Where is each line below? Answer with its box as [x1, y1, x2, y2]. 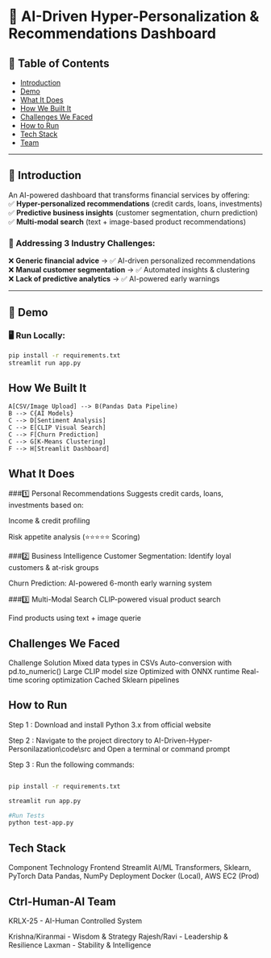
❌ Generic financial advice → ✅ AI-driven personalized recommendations [8, 256, 256, 265]
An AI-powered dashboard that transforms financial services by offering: [8, 190, 250, 200]
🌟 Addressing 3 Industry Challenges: [8, 237, 156, 248]
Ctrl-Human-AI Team [8, 894, 116, 908]
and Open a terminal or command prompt [92, 743, 231, 753]
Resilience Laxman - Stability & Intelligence [8, 939, 152, 950]
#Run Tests [8, 811, 45, 819]
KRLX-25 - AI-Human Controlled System [8, 915, 143, 926]
